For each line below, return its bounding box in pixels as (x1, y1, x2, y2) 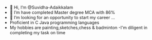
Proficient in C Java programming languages (9, 20, 99, 25)
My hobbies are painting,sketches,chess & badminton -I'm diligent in (9, 25, 148, 30)
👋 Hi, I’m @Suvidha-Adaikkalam (9, 5, 73, 10)
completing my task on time (9, 30, 66, 35)
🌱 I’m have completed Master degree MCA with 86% (9, 10, 115, 15)
